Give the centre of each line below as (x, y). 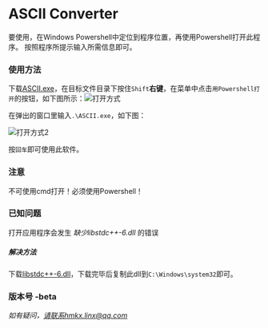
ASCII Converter (63, 14)
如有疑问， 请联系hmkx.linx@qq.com (68, 315)
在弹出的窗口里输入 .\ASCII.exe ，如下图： (77, 116)
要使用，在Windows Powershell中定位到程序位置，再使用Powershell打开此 (131, 37)
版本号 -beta (33, 296)
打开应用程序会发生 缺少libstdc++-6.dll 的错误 (84, 232)
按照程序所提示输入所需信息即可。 (80, 47)
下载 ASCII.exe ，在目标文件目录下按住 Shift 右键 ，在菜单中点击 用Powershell (131, 89)
